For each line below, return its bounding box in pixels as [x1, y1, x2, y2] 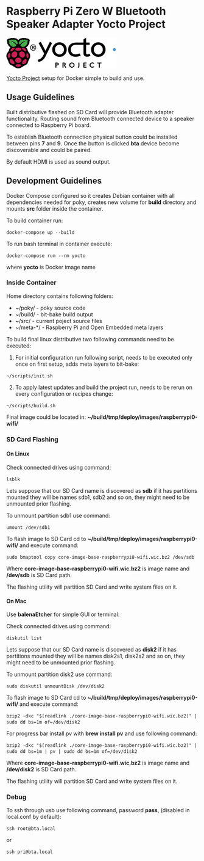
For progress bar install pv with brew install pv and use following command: [6, 730, 197, 737]
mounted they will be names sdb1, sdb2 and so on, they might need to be [6, 493, 190, 501]
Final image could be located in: [6, 413, 86, 421]
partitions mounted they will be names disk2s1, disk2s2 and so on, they [6, 652, 185, 660]
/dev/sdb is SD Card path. [6, 571, 72, 578]
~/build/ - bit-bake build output [15, 310, 93, 318]
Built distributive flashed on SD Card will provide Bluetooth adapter [6, 108, 174, 115]
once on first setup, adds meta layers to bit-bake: [15, 360, 139, 368]
